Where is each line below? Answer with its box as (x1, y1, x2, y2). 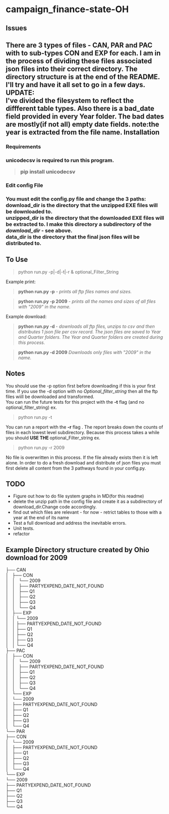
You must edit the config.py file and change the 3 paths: (6, 196, 146, 203)
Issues (6, 24, 27, 32)
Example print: (6, 279, 36, 285)
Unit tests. (13, 525, 35, 531)
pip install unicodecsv (20, 168, 76, 175)
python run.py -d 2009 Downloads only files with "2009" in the (18, 349, 151, 355)
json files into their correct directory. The (6, 64, 138, 73)
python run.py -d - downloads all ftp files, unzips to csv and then (18, 323, 155, 329)
